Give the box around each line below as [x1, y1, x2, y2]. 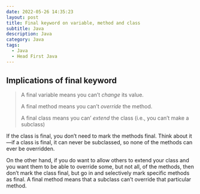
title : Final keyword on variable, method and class [6, 20, 141, 26]
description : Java [6, 31, 52, 37]
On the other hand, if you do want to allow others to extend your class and [6, 157, 190, 164]
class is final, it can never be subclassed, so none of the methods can [20, 139, 193, 146]
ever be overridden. [6, 145, 55, 153]
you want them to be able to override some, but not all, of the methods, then [6, 163, 195, 171]
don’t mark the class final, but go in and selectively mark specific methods [6, 169, 190, 177]
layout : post [6, 14, 39, 20]
